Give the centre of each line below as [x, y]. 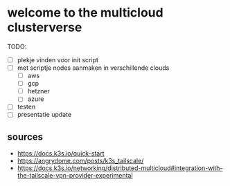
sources [25, 137]
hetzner [39, 91]
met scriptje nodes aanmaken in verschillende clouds [93, 68]
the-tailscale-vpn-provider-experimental [75, 176]
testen [26, 107]
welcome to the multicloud [86, 13]
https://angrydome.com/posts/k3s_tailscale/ [80, 161]
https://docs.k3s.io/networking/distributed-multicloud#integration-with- [120, 168]
